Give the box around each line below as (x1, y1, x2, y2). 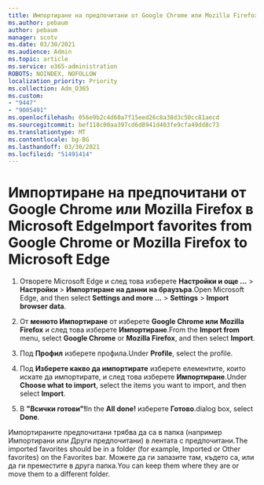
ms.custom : (8, 92, 44, 100)
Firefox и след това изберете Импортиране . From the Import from (19, 325, 240, 334)
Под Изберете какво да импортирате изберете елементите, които (19, 364, 246, 374)
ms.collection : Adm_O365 (8, 84, 90, 93)
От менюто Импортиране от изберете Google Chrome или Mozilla (19, 317, 245, 326)
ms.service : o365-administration (8, 63, 118, 71)
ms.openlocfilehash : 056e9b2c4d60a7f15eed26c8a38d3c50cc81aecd (8, 114, 220, 122)
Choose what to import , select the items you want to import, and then (19, 381, 247, 390)
